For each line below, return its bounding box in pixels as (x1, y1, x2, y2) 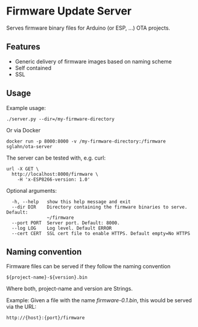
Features (6, 42, 40, 52)
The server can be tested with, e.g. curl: (6, 154, 106, 161)
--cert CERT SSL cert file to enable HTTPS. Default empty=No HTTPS (11, 230, 190, 236)
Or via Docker (6, 126, 41, 134)
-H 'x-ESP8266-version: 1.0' (17, 176, 91, 183)
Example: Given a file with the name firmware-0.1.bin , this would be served (6, 297, 192, 304)
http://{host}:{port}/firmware (6, 315, 85, 321)
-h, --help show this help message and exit (11, 198, 131, 205)
